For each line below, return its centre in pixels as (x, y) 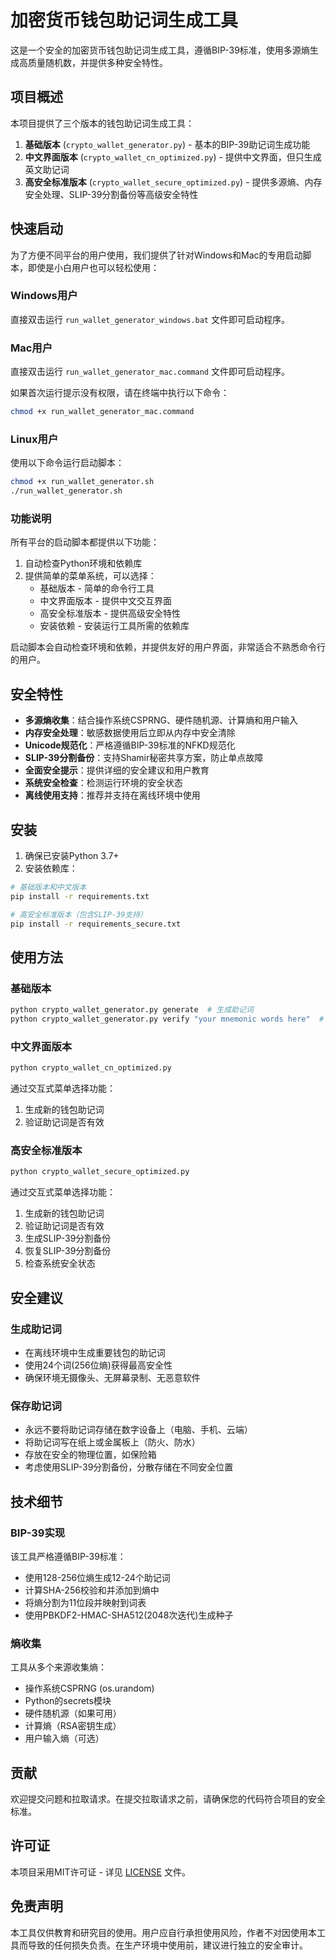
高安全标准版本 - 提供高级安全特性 (110, 613)
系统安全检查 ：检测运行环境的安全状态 (103, 783)
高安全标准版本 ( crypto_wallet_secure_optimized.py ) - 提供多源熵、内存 (173, 182)
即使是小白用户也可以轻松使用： (93, 267)
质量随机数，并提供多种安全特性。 (97, 62)
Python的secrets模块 (68, 1701)
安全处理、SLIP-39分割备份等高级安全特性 (111, 194)
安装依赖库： (51, 868)
